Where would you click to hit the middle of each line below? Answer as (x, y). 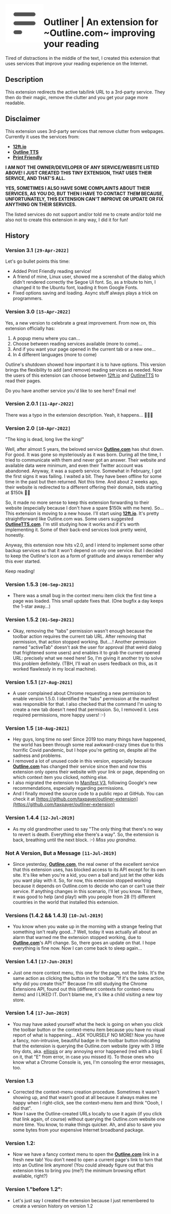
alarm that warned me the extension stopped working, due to (77, 937)
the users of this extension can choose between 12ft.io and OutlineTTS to (82, 375)
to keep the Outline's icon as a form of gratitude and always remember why (85, 556)
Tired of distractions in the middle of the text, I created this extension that (82, 58)
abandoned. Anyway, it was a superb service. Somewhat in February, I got (83, 471)
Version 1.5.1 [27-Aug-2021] (39, 682)
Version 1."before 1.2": (34, 1189)
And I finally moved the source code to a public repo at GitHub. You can (88, 794)
